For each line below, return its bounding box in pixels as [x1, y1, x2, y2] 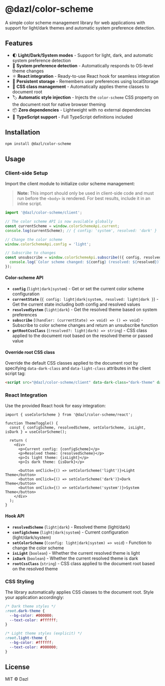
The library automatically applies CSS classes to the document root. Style [5, 589, 154, 595]
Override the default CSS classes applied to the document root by [5, 360, 138, 366]
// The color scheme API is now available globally [5, 219, 113, 224]
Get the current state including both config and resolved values [12, 301, 140, 308]
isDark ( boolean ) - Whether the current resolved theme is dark [12, 555, 138, 561]
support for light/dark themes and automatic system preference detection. [5, 25, 156, 30]
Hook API [5, 513, 25, 519]
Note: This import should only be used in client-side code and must [17, 190, 154, 196]
